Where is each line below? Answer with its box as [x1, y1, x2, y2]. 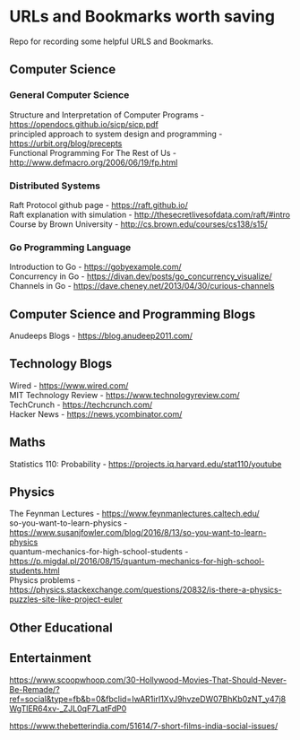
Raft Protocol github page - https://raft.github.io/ [9, 199, 188, 210]
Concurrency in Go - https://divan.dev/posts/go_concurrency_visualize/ [9, 271, 273, 282]
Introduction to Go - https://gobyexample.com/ [9, 262, 182, 273]
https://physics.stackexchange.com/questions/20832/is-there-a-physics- [9, 585, 282, 596]
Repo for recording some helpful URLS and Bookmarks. [9, 36, 214, 47]
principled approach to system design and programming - [9, 128, 223, 139]
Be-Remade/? [9, 683, 60, 694]
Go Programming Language [9, 240, 132, 253]
